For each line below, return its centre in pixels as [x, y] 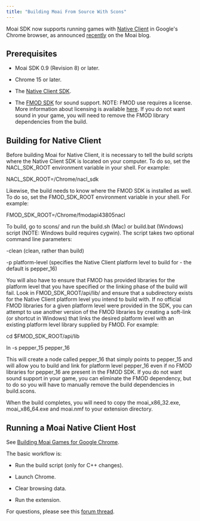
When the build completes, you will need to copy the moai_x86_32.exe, [93, 403]
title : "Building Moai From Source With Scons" [67, 12]
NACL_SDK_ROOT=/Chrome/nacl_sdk [53, 179]
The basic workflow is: [34, 454]
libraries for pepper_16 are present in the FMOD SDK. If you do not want [94, 372]
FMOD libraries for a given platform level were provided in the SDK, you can [99, 306]
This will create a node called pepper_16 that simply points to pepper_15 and [99, 359]
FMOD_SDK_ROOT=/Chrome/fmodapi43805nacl [66, 215]
